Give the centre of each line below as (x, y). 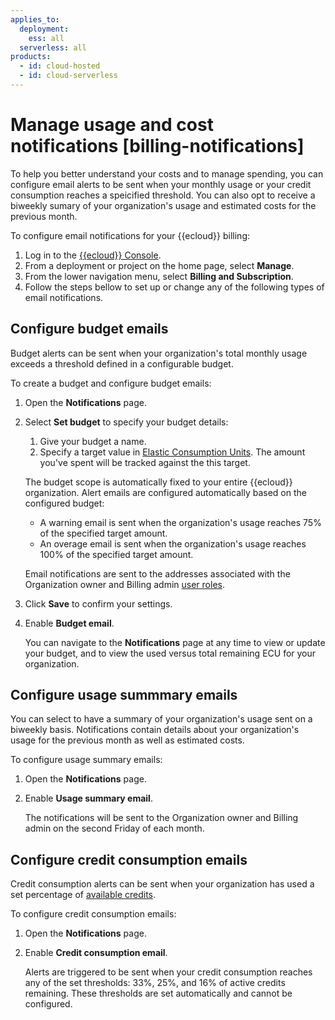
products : (31, 57)
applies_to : (35, 19)
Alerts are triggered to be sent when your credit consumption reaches (168, 972)
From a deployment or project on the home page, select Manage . (159, 265)
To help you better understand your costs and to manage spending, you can (167, 173)
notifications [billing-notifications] (157, 146)
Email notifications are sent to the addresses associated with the (157, 573)
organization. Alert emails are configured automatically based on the (165, 492)
